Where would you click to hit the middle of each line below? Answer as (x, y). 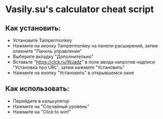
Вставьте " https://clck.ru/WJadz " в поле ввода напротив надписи (84, 62)
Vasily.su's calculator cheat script (80, 9)
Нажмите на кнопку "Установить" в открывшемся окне (73, 73)
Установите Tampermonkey (42, 40)
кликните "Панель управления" (47, 51)
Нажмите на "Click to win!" (42, 112)
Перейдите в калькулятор (41, 101)
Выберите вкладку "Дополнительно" (53, 56)
